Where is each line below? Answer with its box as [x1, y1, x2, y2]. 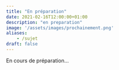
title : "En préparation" [6, 8, 67, 15]
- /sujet [16, 36, 38, 41]
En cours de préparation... [6, 57, 69, 64]
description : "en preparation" [6, 19, 83, 25]
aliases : [6, 30, 28, 36]
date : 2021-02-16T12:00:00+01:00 [6, 14, 88, 20]
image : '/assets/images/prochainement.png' [6, 24, 114, 31]
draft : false [6, 41, 38, 47]
